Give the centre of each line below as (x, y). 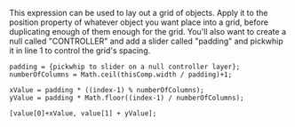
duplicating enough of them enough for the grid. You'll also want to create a (148, 32)
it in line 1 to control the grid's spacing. (80, 51)
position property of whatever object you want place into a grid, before (139, 22)
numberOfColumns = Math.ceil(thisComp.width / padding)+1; (121, 75)
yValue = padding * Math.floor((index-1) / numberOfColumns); (127, 98)
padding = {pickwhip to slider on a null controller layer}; (125, 67)
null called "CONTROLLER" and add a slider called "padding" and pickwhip (147, 41)
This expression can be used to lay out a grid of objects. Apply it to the (139, 13)
